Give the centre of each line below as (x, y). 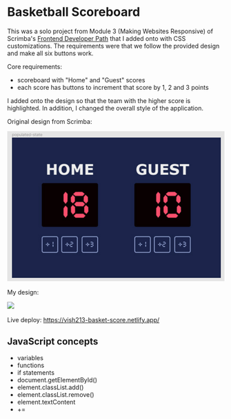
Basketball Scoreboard (74, 12)
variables (30, 358)
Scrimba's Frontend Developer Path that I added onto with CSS (97, 38)
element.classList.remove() (56, 395)
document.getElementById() (57, 380)
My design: (23, 292)
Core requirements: (34, 66)
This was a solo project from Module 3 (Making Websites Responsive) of (110, 31)
